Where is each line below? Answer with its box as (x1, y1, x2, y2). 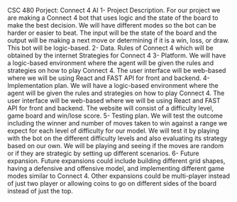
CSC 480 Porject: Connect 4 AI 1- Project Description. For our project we (7, 6, 221, 14)
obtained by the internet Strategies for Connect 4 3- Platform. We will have (7, 51, 226, 60)
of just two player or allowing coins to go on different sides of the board (7, 179, 217, 187)
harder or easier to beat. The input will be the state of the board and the (7, 28, 217, 37)
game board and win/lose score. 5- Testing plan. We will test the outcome (7, 111, 224, 120)
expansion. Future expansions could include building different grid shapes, (7, 157, 226, 165)
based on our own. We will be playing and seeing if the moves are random (7, 142, 224, 150)
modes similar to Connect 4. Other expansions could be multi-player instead (7, 172, 231, 180)
